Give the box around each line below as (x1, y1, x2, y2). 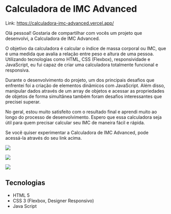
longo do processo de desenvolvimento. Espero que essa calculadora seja (5, 114, 162, 120)
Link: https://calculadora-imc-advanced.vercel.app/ (5, 20, 114, 26)
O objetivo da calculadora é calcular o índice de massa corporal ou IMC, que (5, 45, 166, 51)
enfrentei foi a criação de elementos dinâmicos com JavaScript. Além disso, (5, 82, 165, 89)
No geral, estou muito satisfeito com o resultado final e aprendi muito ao (5, 109, 157, 115)
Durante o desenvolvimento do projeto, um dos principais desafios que (5, 77, 155, 83)
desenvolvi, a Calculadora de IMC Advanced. (5, 35, 101, 41)
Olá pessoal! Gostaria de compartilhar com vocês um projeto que (5, 30, 142, 36)
